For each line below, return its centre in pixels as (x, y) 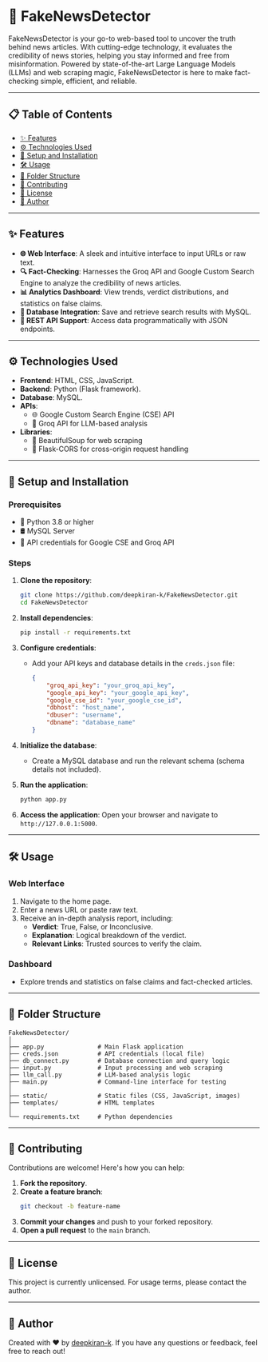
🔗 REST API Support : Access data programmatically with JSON (124, 320)
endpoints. (37, 329)
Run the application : (54, 785)
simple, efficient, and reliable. (89, 81)
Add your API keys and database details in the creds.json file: (133, 663)
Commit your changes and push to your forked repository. (116, 1222)
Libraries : (36, 432)
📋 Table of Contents (61, 115)
